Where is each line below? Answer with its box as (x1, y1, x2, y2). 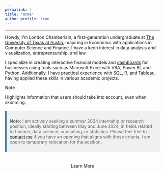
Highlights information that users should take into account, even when (5, 94, 147, 100)
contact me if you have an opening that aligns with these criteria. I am (9, 134, 151, 140)
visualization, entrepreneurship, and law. (5, 50, 87, 56)
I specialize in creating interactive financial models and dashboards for (5, 59, 148, 65)
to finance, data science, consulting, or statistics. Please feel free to (9, 129, 147, 135)
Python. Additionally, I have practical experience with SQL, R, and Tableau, (5, 70, 156, 76)
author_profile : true (5, 16, 50, 21)
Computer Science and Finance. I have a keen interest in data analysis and (5, 45, 156, 51)
